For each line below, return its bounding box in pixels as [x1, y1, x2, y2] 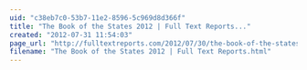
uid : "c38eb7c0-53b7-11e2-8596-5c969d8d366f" [9, 13, 185, 23]
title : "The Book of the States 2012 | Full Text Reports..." [9, 22, 251, 31]
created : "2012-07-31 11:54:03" [9, 30, 132, 39]
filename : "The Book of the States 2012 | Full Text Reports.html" [9, 47, 272, 56]
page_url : [9, 38, 48, 48]
